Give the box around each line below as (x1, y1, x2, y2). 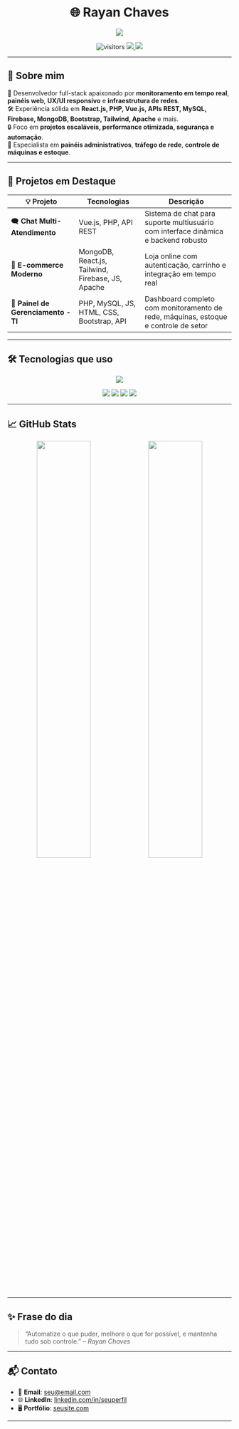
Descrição (168, 197, 204, 206)
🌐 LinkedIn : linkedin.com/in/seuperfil (17, 1395, 127, 1403)
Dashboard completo (144, 293, 216, 303)
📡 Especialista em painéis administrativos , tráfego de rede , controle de (7, 140, 220, 149)
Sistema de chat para (144, 208, 216, 218)
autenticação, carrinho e (144, 260, 226, 270)
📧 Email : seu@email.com (17, 1388, 91, 1396)
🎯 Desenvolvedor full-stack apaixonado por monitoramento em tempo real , (7, 88, 230, 97)
